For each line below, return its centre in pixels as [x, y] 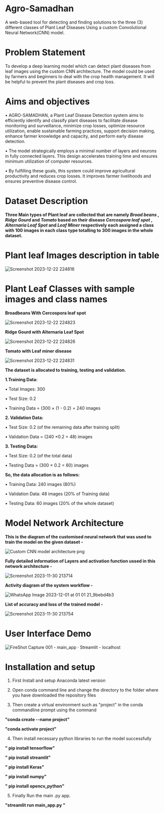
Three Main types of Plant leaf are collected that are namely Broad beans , [82, 215]
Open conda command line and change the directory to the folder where [85, 690]
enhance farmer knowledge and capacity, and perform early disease [74, 136]
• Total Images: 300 [25, 389]
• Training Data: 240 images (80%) [40, 484]
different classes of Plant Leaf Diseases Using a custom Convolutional [76, 27]
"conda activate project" [31, 729]
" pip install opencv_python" [35, 786]
